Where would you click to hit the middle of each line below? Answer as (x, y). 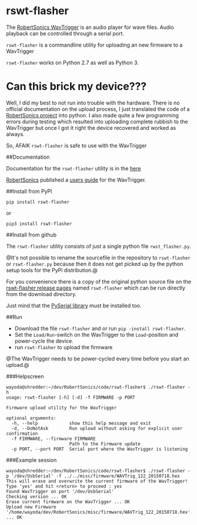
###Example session (31, 460)
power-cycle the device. (44, 341)
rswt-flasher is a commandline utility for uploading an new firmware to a (94, 45)
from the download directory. (41, 294)
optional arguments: (31, 418)
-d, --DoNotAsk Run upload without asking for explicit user (97, 428)
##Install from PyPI (29, 191)
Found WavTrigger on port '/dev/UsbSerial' (60, 491)
